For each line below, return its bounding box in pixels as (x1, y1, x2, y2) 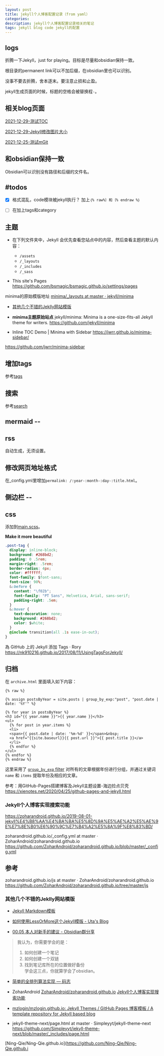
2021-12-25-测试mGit (5, 139, 48, 145)
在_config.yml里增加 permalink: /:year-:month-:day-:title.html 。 (5, 477, 140, 483)
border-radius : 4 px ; (9, 566, 51, 571)
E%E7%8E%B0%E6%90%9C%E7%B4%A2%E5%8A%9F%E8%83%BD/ (5, 824, 153, 829)
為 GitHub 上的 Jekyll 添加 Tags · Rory (5, 644, 82, 650)
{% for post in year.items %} (9, 723, 71, 728)
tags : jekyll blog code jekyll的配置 (5, 26, 80, 30)
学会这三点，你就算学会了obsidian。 (24, 968, 98, 974)
